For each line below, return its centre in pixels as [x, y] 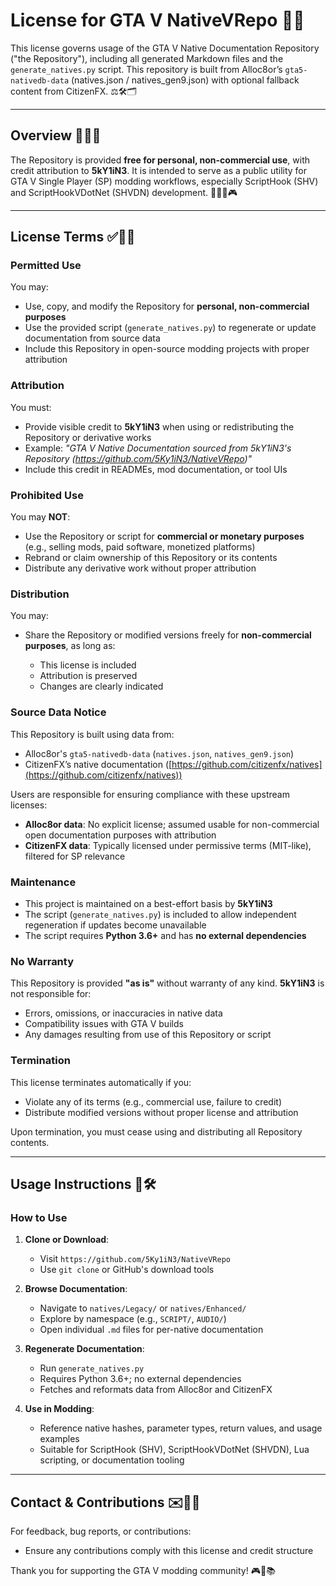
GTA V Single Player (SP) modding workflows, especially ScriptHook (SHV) [164, 181]
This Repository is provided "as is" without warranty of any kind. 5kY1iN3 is [167, 983]
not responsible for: [51, 994]
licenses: [29, 805]
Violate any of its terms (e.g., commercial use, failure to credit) [153, 1101]
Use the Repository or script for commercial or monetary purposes [164, 536]
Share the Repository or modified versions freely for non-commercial [168, 635]
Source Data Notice [58, 712]
